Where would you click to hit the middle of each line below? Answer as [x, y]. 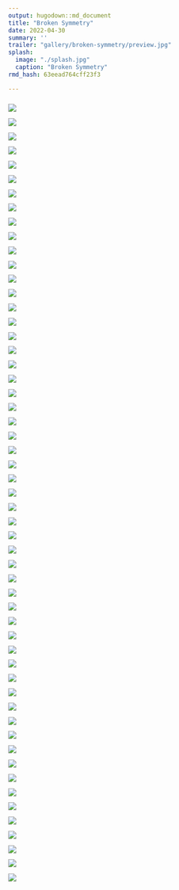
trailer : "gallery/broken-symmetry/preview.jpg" [90, 45]
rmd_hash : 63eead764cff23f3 [55, 74]
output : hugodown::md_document [60, 15]
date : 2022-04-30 [37, 30]
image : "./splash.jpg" [53, 60]
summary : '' [28, 38]
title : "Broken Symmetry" [51, 23]
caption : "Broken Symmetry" [62, 67]
